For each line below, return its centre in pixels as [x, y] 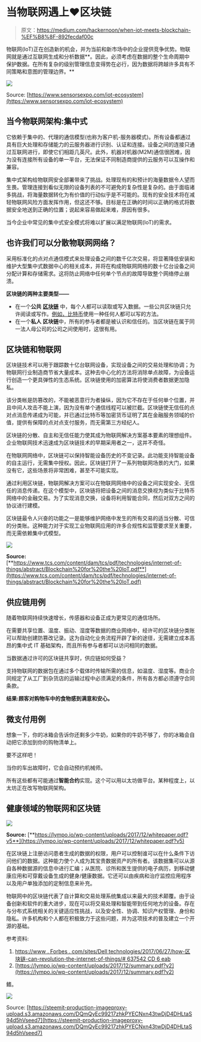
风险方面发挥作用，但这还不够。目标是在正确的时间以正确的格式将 [108, 202]
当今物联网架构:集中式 [47, 121]
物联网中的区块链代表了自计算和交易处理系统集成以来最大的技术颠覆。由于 [98, 896]
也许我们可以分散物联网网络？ [61, 243]
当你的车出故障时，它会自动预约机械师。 [56, 768]
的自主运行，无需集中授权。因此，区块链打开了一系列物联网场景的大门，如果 [100, 463]
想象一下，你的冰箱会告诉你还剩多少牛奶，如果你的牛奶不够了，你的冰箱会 [98, 735]
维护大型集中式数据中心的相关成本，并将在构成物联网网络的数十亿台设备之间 [100, 266]
